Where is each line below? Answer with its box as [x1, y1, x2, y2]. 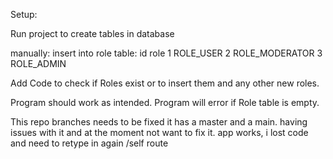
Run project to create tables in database [10, 28, 175, 39]
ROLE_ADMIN [10, 58, 67, 69]
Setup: [10, 9, 38, 20]
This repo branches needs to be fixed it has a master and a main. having [10, 116, 308, 128]
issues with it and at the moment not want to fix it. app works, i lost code [10, 127, 309, 138]
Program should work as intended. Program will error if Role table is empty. [10, 97, 320, 108]
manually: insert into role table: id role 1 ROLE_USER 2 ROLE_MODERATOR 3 [10, 47, 323, 59]
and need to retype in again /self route [10, 137, 169, 149]
